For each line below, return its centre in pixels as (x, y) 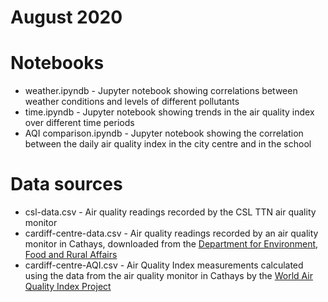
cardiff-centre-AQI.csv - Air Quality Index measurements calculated (164, 265)
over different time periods (79, 123)
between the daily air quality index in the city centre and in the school (168, 144)
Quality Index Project (68, 287)
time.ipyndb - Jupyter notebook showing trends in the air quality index (169, 112)
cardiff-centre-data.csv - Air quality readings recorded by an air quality (171, 233)
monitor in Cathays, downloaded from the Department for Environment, (171, 244)
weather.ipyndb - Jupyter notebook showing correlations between (161, 91)
